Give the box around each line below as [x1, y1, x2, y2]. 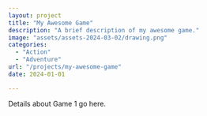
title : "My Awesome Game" [8, 19, 93, 27]
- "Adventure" [15, 56, 62, 64]
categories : [8, 41, 47, 49]
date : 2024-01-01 [8, 70, 66, 78]
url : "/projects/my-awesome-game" [8, 63, 122, 71]
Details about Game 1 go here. [8, 99, 107, 108]
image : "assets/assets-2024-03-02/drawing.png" [8, 33, 168, 42]
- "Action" [15, 48, 51, 56]
